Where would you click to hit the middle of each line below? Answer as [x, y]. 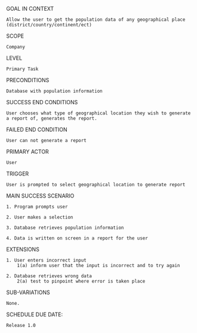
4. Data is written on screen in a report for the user [77, 238]
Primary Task [22, 69]
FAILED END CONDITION [37, 129]
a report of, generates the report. [52, 119]
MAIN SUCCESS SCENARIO [40, 196]
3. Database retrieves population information [65, 228]
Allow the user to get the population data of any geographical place [96, 20]
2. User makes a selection [40, 217]
